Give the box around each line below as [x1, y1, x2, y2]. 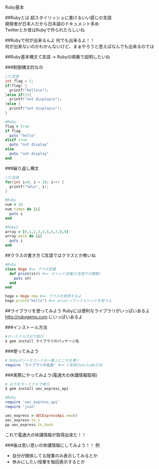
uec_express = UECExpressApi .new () [5, 413, 78, 418]
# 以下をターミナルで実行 [5, 382, 50, 387]
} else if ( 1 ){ [5, 92, 32, 97]
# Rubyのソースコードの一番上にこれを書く [5, 358, 80, 363]
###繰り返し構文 [5, 165, 39, 171]
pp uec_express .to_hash [5, 422, 54, 427]
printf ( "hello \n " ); [9, 88, 49, 93]
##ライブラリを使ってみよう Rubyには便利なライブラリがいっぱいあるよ [5, 308, 150, 314]
